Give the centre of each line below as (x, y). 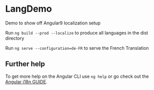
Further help (25, 64)
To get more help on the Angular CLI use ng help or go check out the (77, 76)
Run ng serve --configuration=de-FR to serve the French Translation (77, 48)
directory (15, 38)
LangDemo (29, 9)
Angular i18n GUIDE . (26, 81)
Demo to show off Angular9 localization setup (53, 23)
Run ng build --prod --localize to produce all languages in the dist (77, 33)
